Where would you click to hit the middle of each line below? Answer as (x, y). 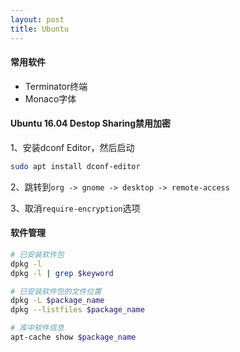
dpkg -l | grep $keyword (62, 273)
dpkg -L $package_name (57, 301)
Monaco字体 (50, 98)
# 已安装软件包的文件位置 (56, 291)
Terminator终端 (56, 86)
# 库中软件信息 (37, 328)
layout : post (37, 19)
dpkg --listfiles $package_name (77, 310)
